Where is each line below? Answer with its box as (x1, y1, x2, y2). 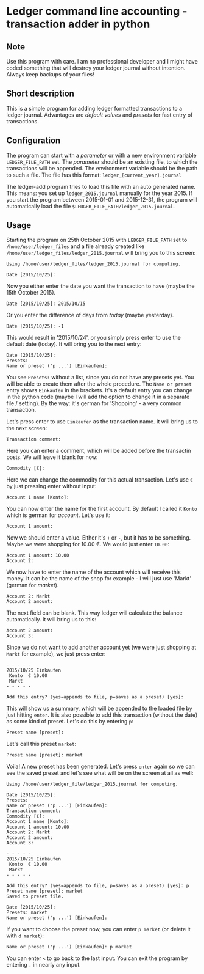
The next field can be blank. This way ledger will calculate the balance (6, 609, 183, 617)
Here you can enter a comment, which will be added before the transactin (6, 447, 191, 455)
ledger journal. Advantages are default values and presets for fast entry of (6, 111, 193, 119)
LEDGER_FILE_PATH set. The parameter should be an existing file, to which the (6, 158, 198, 166)
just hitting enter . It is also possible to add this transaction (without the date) (6, 711, 198, 719)
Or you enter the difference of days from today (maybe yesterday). (6, 312, 174, 319)
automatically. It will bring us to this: (6, 616, 96, 623)
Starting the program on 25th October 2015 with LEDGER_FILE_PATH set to (6, 236, 188, 244)
